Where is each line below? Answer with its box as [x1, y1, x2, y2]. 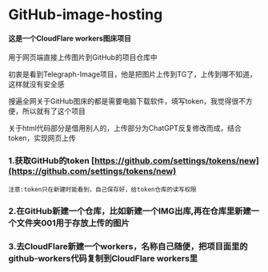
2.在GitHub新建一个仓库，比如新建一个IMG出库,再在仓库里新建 [8, 205, 252, 216]
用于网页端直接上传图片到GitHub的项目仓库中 [8, 53, 158, 62]
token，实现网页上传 [8, 133, 76, 143]
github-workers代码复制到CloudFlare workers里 [8, 253, 198, 264]
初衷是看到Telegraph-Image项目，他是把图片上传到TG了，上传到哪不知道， [8, 69, 258, 79]
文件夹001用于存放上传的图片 [16, 217, 130, 228]
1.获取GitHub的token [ [8, 156, 95, 167]
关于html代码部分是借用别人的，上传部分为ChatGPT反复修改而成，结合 [8, 124, 242, 133]
